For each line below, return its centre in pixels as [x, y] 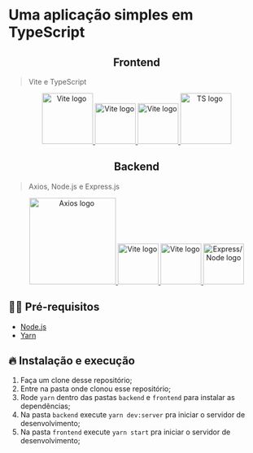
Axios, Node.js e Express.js [74, 186]
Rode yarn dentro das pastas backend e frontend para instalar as [128, 398]
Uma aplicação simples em [101, 15]
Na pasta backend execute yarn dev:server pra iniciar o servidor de [133, 415]
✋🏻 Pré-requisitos [54, 307]
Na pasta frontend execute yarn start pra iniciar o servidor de [125, 432]
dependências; [45, 406]
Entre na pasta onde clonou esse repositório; [95, 389]
